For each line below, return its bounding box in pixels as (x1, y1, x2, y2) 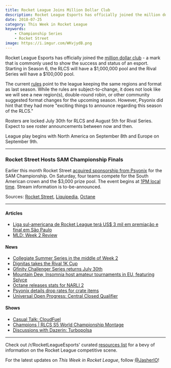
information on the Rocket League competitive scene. (5, 347, 118, 353)
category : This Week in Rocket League (5, 21, 88, 27)
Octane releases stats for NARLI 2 (12, 282, 84, 288)
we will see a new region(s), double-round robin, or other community (5, 91, 150, 97)
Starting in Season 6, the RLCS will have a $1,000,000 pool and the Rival (5, 65, 157, 71)
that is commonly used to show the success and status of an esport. (5, 60, 149, 66)
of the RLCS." (5, 108, 34, 114)
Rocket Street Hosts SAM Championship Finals (5, 156, 124, 163)
